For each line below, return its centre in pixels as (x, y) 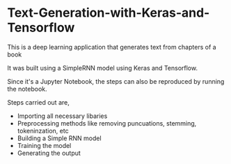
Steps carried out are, (38, 102)
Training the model (44, 145)
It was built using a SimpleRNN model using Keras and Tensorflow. (103, 68)
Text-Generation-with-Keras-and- (109, 13)
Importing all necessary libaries (62, 116)
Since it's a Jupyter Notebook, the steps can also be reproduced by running (116, 81)
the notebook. (27, 89)
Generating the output (49, 153)
